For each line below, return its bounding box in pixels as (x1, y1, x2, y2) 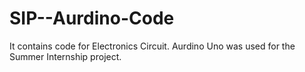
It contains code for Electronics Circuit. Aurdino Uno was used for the (9, 40, 296, 52)
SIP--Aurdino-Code (9, 7, 175, 30)
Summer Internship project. (9, 50, 122, 62)
